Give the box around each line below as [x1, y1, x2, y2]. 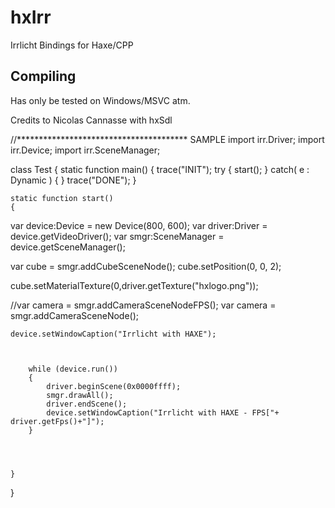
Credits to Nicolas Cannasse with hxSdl [10, 114, 173, 126]
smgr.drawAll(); [46, 390, 114, 400]
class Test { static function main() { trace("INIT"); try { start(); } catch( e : [10, 163, 310, 175]
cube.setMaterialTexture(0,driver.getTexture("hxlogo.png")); [10, 279, 259, 291]
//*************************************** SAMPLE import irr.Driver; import [10, 133, 325, 145]
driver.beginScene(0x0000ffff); [46, 381, 182, 391]
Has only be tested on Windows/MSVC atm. [10, 94, 191, 106]
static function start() [10, 193, 114, 203]
